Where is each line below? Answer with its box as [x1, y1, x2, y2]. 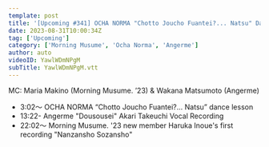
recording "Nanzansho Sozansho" [19, 129, 133, 139]
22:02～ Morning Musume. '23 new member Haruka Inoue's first [19, 121, 234, 130]
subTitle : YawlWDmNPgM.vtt [8, 64, 98, 72]
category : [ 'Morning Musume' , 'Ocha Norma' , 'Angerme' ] [8, 42, 199, 50]
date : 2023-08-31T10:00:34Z [8, 26, 102, 34]
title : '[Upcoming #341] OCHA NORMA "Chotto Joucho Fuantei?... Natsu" [8, 19, 252, 27]
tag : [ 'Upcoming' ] [8, 34, 70, 42]
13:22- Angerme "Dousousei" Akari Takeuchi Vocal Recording [19, 111, 224, 121]
